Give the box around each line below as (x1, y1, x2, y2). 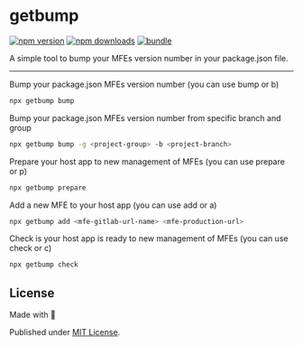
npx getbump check (9, 260, 78, 269)
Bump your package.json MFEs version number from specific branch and (9, 112, 281, 123)
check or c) (9, 243, 52, 254)
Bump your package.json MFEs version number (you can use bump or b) (9, 79, 280, 89)
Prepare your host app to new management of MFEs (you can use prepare (9, 155, 286, 167)
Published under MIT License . (9, 327, 121, 338)
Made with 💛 (9, 309, 57, 321)
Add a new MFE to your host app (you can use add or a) (9, 200, 217, 210)
